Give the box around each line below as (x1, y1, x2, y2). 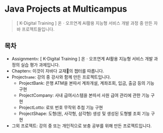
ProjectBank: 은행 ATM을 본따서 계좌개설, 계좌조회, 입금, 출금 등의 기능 (18, 80, 155, 86)
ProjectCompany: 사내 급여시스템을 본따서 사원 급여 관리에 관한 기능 (18, 92, 150, 98)
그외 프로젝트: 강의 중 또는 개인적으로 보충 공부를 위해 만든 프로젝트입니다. (11, 123, 152, 129)
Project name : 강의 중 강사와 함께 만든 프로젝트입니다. (11, 74, 111, 80)
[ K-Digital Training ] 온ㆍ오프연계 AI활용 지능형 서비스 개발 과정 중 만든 (16, 20, 153, 26)
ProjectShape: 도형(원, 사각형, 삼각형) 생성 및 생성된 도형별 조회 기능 (18, 111, 150, 116)
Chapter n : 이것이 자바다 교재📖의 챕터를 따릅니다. (11, 68, 104, 74)
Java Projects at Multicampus (4, 3, 127, 15)
